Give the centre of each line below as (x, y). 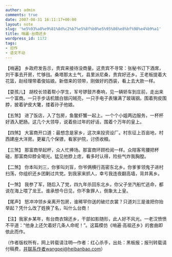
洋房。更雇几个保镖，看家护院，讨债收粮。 (68, 139)
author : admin (20, 10)
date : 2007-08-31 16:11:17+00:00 (41, 19)
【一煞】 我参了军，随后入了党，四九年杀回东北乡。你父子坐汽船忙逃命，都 (84, 184)
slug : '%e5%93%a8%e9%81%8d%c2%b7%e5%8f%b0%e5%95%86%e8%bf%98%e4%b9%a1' (83, 29)
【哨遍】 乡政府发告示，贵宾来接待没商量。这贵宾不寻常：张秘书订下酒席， (84, 68)
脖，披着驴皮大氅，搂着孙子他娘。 (41, 104)
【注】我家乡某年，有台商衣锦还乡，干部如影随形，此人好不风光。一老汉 (81, 219)
